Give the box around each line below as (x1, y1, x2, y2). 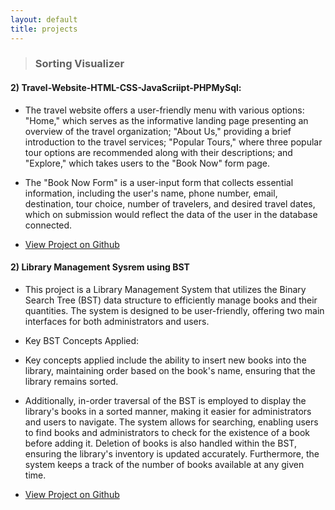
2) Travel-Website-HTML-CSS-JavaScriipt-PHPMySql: (10, 82, 242, 94)
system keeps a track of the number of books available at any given (24, 458, 305, 470)
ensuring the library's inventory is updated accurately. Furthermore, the (24, 447, 320, 460)
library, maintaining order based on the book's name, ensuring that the (24, 364, 316, 376)
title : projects (10, 24, 78, 34)
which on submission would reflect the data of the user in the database (24, 208, 318, 220)
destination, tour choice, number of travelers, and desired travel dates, (24, 197, 316, 210)
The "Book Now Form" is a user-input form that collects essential (24, 176, 294, 188)
